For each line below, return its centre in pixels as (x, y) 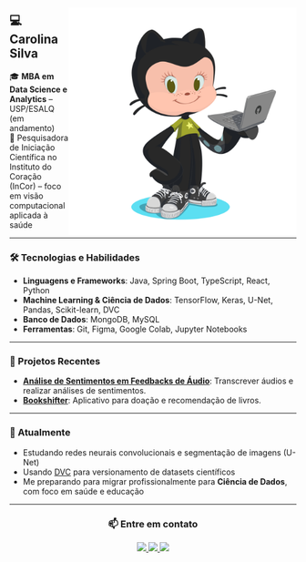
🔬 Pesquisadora (39, 138)
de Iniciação (32, 147)
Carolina (34, 40)
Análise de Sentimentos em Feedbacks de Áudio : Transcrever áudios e (158, 381)
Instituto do (31, 167)
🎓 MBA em (32, 76)
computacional (37, 205)
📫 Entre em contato (153, 524)
